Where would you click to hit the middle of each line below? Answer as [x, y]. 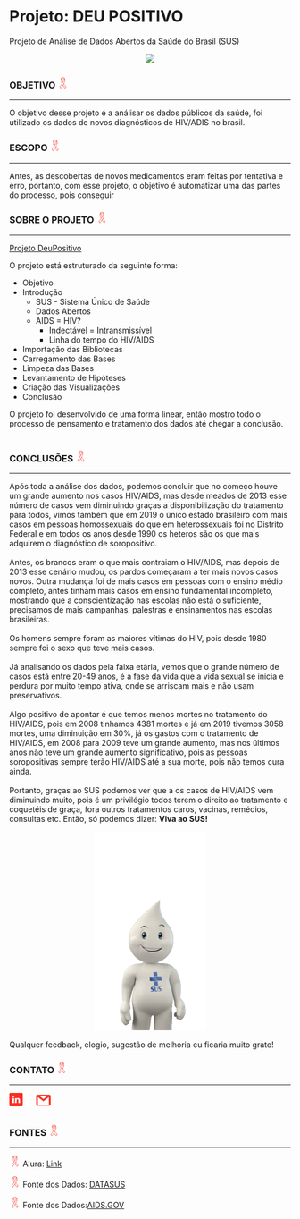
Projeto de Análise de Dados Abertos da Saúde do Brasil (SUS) [125, 41]
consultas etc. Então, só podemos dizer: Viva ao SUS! [108, 819]
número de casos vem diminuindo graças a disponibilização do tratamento [146, 505]
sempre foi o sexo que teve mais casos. [82, 648]
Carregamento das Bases [69, 359]
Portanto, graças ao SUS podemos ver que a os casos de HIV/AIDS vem [142, 791]
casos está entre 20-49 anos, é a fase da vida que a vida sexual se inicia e [146, 676]
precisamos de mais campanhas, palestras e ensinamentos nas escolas [141, 610]
